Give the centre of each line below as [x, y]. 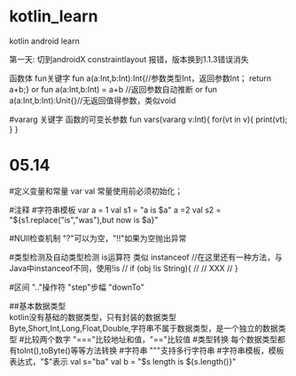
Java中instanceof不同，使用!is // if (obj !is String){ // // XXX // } [124, 268]
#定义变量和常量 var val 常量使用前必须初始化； [96, 191]
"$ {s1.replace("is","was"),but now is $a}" [84, 220]
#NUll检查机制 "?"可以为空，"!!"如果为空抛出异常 [98, 238]
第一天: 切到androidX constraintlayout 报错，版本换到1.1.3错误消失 [129, 59]
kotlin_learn [54, 16]
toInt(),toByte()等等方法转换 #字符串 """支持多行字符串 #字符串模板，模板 [150, 350]
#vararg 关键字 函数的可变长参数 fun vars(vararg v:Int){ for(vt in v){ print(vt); [148, 119]
